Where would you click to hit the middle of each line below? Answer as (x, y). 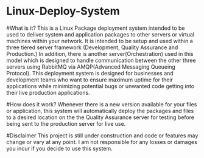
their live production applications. (48, 92)
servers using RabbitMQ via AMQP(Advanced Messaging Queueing (91, 67)
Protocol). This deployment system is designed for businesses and (90, 73)
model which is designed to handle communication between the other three (101, 60)
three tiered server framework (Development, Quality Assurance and (92, 47)
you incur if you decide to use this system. (59, 148)
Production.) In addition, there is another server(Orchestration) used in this (100, 53)
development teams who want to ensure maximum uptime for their (90, 80)
